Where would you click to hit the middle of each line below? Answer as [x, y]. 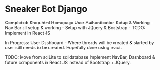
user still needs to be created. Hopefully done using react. [64, 47]
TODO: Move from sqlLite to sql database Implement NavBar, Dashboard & [80, 57]
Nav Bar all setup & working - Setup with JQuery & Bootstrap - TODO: [75, 27]
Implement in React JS [28, 33]
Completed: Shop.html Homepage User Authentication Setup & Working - [79, 23]
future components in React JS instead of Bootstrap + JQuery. [68, 62]
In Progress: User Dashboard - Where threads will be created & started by [80, 42]
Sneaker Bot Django [46, 9]
